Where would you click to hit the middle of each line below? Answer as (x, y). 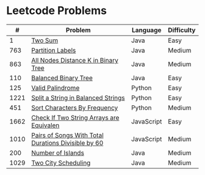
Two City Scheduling (61, 163)
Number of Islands (58, 152)
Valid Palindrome (56, 87)
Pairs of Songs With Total (67, 135)
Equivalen (45, 125)
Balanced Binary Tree (62, 78)
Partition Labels (54, 50)
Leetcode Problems (56, 11)
